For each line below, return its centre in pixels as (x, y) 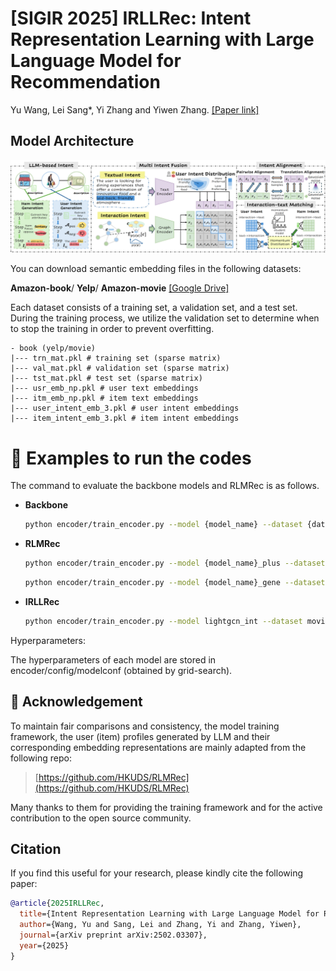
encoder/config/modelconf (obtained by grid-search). (121, 670)
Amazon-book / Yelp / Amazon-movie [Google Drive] (120, 288)
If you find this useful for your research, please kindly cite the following (156, 873)
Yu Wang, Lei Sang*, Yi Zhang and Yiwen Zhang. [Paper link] (135, 109)
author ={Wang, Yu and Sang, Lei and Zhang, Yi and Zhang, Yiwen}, (160, 925)
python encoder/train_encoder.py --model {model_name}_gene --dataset (175, 583)
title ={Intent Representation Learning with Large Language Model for (169, 914)
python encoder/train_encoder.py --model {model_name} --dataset (163, 525)
